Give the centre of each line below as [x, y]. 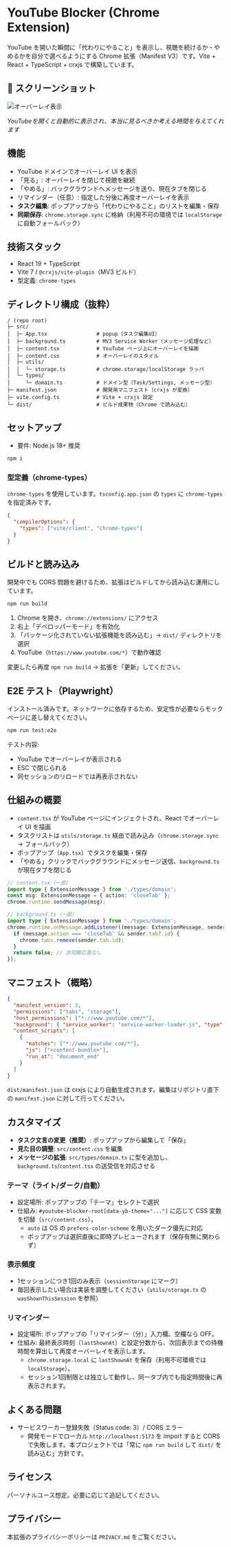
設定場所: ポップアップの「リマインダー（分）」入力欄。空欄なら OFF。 [117, 1334]
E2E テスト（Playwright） [63, 691]
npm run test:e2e [32, 731]
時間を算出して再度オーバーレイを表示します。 [83, 1351]
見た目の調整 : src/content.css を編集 [70, 1149]
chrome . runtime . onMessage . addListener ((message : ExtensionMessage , [106, 927]
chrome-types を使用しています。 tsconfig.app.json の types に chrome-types [115, 494]
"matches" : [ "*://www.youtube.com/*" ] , [82, 1044]
